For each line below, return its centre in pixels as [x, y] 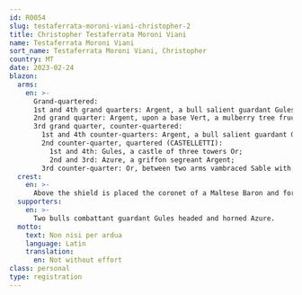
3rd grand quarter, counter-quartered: [107, 127]
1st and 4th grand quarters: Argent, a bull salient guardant [152, 110]
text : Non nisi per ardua [74, 235]
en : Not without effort [78, 260]
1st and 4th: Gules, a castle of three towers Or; [146, 151]
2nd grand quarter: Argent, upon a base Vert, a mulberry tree [154, 118]
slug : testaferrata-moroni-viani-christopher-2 [100, 26]
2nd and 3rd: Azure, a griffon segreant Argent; [142, 160]
